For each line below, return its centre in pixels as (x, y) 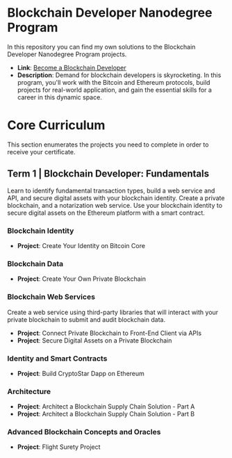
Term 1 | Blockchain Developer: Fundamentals (108, 174)
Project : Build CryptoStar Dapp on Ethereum (81, 373)
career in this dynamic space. (59, 97)
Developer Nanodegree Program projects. (67, 54)
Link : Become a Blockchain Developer (72, 67)
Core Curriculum (56, 125)
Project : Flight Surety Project (59, 447)
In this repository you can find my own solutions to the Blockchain (101, 47)
